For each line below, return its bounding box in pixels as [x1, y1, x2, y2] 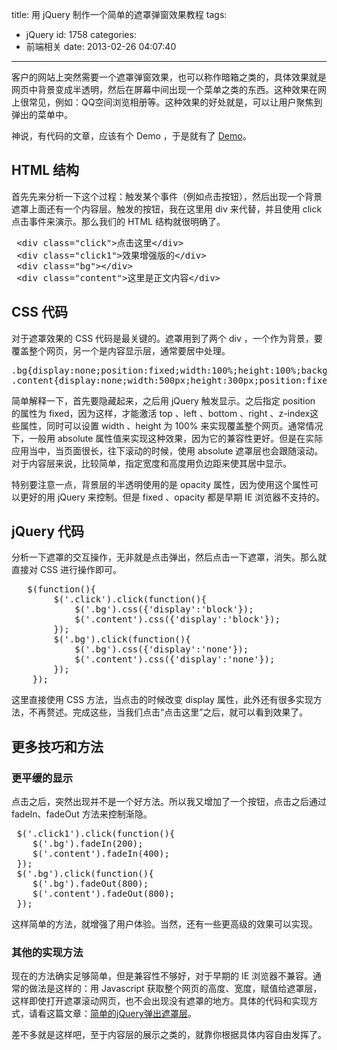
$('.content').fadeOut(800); [32, 888, 176, 900]
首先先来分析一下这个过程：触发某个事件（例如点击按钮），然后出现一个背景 [11, 190, 323, 202]
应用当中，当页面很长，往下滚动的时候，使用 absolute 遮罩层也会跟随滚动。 [11, 444, 324, 457]
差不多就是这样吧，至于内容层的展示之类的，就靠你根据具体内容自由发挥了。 [11, 1029, 327, 1041]
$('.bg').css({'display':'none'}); [74, 644, 249, 655]
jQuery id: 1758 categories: [25, 29, 137, 40]
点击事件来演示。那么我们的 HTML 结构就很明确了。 [11, 215, 226, 227]
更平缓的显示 [11, 771, 74, 785]
